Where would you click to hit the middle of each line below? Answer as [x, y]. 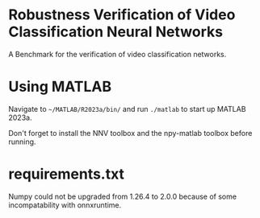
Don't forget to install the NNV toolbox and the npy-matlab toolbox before [130, 133]
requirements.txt [67, 174]
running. [22, 142]
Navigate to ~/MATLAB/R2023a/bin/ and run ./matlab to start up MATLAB [127, 109]
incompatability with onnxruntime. [65, 205]
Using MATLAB [60, 87]
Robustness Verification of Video [122, 15]
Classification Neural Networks [116, 32]
